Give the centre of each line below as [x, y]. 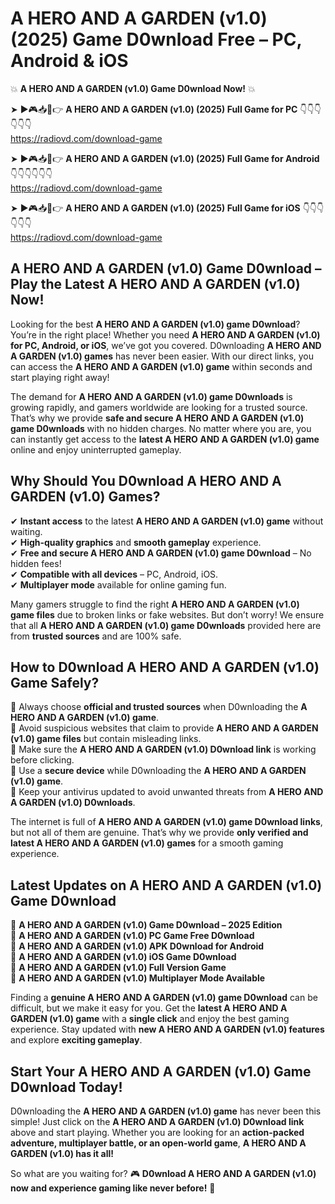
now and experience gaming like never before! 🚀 [113, 1188]
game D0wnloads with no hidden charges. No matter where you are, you [161, 428]
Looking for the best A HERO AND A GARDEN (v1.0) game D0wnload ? [155, 324]
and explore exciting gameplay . [76, 1040]
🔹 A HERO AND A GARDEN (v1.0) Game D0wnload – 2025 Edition [146, 925]
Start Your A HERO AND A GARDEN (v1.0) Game [161, 1071]
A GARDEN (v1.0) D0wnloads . [73, 803]
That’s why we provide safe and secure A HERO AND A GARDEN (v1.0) [157, 418]
